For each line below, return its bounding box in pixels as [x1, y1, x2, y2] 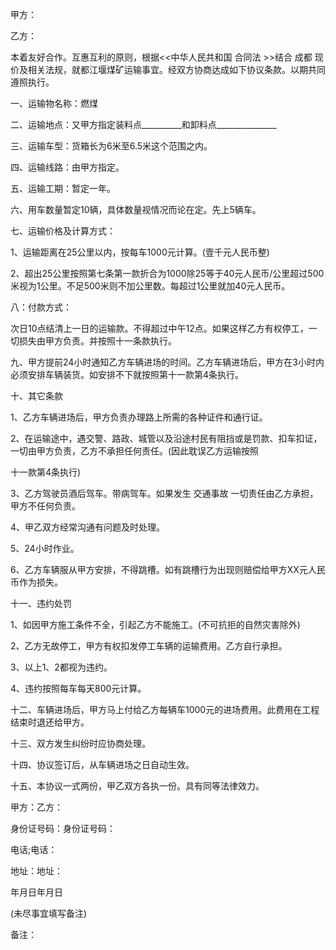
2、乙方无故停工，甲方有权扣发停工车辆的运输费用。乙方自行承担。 [10, 640, 288, 652]
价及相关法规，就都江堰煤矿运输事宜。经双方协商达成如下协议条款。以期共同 [10, 64, 326, 75]
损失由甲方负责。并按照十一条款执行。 [18, 335, 177, 347]
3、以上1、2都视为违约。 [10, 661, 113, 673]
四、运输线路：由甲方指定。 [10, 161, 125, 173]
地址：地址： [10, 865, 63, 877]
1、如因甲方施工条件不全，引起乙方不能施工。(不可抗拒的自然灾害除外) [10, 619, 301, 630]
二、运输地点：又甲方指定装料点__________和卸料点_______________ [10, 119, 277, 130]
